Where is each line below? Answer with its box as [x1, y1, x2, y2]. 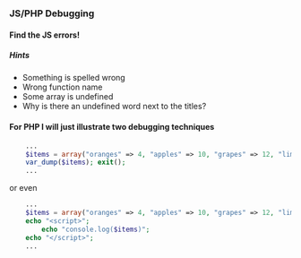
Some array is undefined [21, 91, 114, 102]
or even [9, 183, 38, 193]
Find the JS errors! [9, 30, 81, 40]
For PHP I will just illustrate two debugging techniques [9, 122, 215, 133]
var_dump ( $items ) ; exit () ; [25, 158, 126, 168]
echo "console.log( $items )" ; [41, 225, 150, 234]
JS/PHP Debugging [9, 7, 95, 20]
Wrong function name [21, 82, 103, 92]
